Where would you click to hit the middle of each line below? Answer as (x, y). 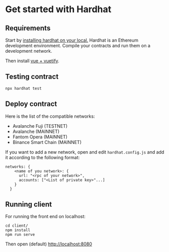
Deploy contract (31, 104)
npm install (18, 230)
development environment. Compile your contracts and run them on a (78, 46)
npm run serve (20, 235)
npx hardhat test (24, 88)
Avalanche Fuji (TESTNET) (40, 126)
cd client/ (17, 226)
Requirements (28, 28)
